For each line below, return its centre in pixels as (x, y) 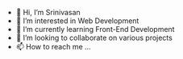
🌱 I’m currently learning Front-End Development (95, 29)
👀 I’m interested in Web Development (77, 21)
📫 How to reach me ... (53, 47)
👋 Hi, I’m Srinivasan (48, 12)
